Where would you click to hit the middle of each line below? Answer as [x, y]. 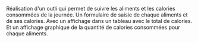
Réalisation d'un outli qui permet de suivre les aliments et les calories [91, 9]
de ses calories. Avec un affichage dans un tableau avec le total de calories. [99, 21]
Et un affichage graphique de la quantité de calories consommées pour [93, 27]
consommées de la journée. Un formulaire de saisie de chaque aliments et [97, 15]
